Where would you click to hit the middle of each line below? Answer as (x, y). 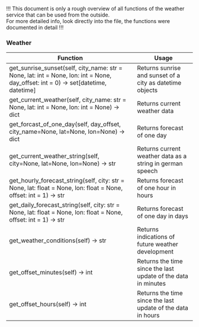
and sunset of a (159, 75)
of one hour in (157, 188)
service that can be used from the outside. (58, 15)
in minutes (151, 284)
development (155, 252)
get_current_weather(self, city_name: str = (68, 100)
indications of (156, 237)
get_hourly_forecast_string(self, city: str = (67, 181)
